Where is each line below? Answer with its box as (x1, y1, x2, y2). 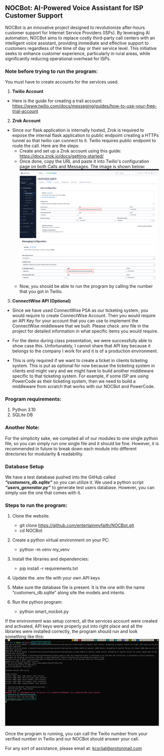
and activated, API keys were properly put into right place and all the (5, 623, 143, 629)
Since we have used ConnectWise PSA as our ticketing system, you (12, 307, 148, 313)
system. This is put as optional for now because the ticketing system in (12, 363, 155, 368)
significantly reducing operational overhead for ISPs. (5, 56, 111, 62)
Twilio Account (12, 88, 44, 94)
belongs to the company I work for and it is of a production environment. (12, 348, 158, 354)
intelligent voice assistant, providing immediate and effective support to (5, 40, 149, 46)
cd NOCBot (19, 528, 42, 534)
